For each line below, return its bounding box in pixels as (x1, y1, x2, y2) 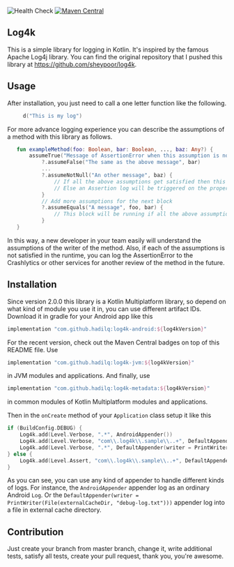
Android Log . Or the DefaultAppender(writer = (7, 491, 139, 499)
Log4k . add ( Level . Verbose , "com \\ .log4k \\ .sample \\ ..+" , (19, 438, 186, 445)
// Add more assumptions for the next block (41, 197, 173, 205)
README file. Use (7, 345, 58, 354)
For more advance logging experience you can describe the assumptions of (7, 125, 225, 133)
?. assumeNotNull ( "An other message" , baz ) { (41, 172, 173, 179)
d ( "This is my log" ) (22, 112, 82, 119)
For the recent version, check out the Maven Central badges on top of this (7, 338, 220, 347)
